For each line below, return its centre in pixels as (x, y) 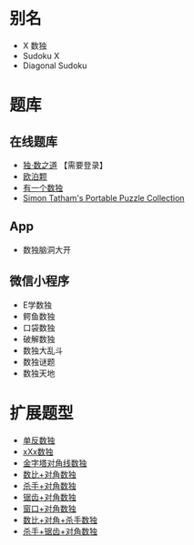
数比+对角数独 (50, 474)
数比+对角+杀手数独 (60, 520)
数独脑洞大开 (46, 249)
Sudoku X (41, 56)
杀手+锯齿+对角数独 (60, 531)
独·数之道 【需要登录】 (65, 165)
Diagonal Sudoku (55, 66)
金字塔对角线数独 (55, 463)
